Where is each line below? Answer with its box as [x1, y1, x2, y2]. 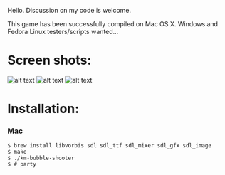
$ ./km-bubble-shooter [7, 154, 75, 162]
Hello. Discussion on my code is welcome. [7, 6, 132, 14]
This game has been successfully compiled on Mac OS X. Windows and [7, 20, 219, 28]
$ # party [7, 161, 37, 168]
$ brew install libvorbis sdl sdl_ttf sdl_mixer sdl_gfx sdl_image [7, 142, 212, 149]
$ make [7, 149, 27, 156]
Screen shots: [7, 53, 92, 68]
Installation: [7, 101, 80, 117]
